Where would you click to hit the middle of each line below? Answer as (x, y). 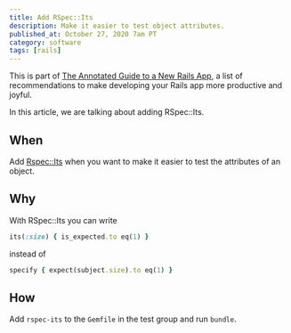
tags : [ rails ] (36, 51)
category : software (45, 42)
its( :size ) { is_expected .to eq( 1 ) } (79, 237)
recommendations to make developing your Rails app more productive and (146, 85)
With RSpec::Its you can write (63, 220)
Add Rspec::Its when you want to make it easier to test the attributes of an (145, 161)
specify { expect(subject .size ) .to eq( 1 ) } (91, 270)
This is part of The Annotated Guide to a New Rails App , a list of (126, 76)
